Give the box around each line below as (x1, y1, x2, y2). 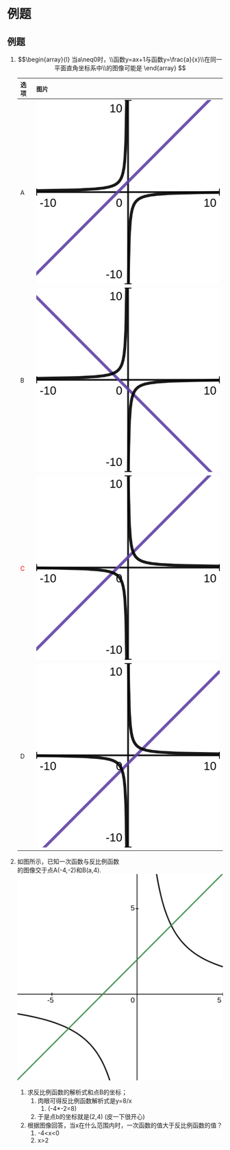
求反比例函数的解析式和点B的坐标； (27, 1087, 128, 1096)
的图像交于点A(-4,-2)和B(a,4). (16, 865, 101, 874)
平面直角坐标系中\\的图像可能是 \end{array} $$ (54, 64, 186, 72)
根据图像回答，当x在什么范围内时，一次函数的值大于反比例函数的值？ (27, 1121, 223, 1129)
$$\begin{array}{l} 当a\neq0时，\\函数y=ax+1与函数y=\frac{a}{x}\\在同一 (18, 56, 222, 63)
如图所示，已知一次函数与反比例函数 (16, 857, 120, 865)
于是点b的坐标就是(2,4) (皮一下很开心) (37, 1112, 145, 1120)
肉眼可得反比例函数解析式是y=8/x (37, 1096, 132, 1105)
